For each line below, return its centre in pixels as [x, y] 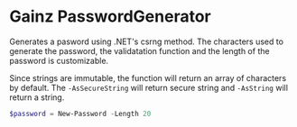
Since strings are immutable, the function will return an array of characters [148, 77]
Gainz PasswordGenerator [110, 17]
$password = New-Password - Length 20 [80, 113]
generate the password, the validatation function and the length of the [139, 50]
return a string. [37, 97]
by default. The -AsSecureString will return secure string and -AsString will [149, 87]
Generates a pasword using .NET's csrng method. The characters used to [147, 41]
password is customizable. [59, 60]
